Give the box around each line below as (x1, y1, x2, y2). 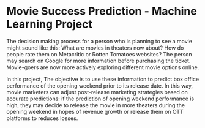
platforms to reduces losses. (6, 115, 78, 122)
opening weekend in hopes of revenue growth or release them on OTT (6, 108, 184, 115)
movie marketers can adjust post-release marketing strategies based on (6, 88, 188, 96)
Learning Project (6, 17, 93, 31)
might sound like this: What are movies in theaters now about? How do (6, 44, 184, 51)
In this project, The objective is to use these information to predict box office (6, 75, 199, 83)
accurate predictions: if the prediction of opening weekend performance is (6, 95, 195, 102)
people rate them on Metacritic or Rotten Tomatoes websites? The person (6, 50, 192, 58)
